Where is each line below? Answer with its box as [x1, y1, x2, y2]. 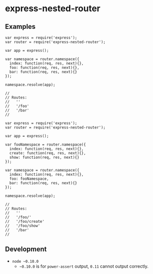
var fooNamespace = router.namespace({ [5, 142, 86, 147]
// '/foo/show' [5, 223, 40, 228]
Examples [5, 22, 36, 31]
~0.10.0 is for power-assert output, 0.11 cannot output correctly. [19, 263, 149, 269]
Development [5, 245, 47, 253]
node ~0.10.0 [12, 259, 39, 264]
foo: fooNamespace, [9, 176, 49, 181]
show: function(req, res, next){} [9, 155, 79, 160]
